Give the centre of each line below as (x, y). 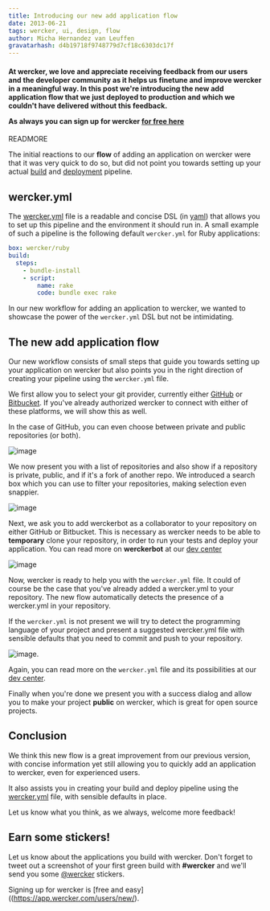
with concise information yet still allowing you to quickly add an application (132, 764)
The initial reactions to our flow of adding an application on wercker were (130, 154)
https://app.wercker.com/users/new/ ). (76, 898)
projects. (23, 711)
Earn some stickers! (59, 837)
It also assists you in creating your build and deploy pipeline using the (124, 788)
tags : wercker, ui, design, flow (64, 31)
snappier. (24, 492)
